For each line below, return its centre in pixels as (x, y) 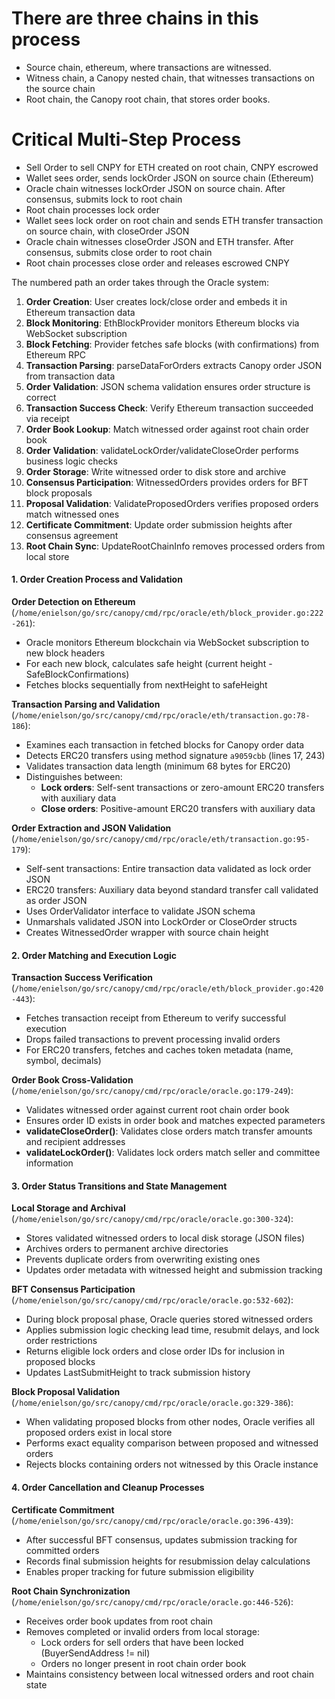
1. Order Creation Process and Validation (97, 579)
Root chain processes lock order (92, 209)
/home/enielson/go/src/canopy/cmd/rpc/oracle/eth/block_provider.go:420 (169, 989)
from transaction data (70, 376)
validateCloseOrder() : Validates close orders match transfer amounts (169, 1131)
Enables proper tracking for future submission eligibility (140, 1571)
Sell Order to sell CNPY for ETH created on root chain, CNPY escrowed (172, 167)
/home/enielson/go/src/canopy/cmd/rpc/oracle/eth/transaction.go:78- (162, 716)
